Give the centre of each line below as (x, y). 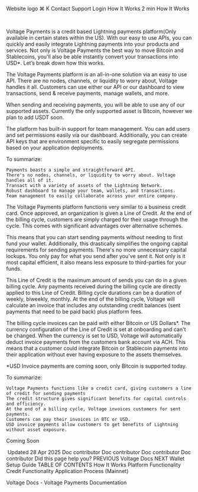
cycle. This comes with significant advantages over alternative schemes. (95, 226)
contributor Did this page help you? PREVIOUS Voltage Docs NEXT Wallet (95, 459)
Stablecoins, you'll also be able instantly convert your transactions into (92, 57)
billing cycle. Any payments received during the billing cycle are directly (94, 286)
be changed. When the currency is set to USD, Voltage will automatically (94, 336)
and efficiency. (26, 404)
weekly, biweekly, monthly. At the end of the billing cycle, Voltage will (91, 299)
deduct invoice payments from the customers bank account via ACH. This (96, 342)
